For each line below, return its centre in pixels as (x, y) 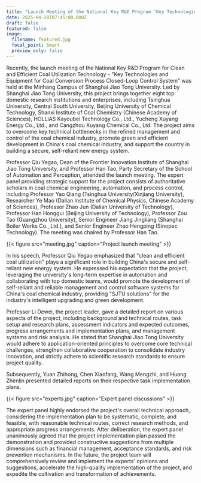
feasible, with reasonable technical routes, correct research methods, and (97, 422)
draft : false (22, 23)
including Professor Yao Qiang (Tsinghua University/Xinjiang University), (95, 194)
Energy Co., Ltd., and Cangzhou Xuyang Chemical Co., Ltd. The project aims (100, 125)
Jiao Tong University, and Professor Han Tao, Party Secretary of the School (99, 168)
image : (14, 34)
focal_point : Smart (36, 46)
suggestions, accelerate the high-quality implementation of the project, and (99, 467)
